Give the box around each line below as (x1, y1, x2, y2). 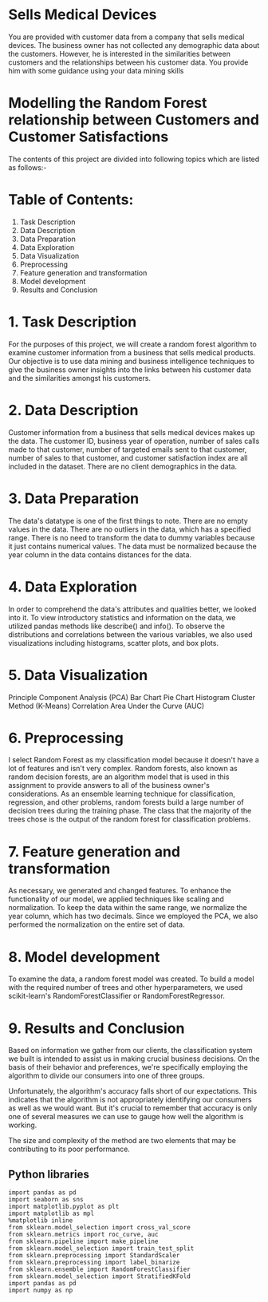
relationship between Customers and (8, 111, 259, 129)
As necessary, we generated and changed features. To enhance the (8, 886, 231, 896)
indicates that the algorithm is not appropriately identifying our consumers (8, 1095, 253, 1105)
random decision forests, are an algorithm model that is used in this (8, 772, 230, 782)
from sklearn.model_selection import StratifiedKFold (8, 1272, 191, 1280)
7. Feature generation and (8, 842, 181, 861)
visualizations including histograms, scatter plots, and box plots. (8, 638, 219, 647)
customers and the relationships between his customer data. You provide (8, 57, 249, 67)
